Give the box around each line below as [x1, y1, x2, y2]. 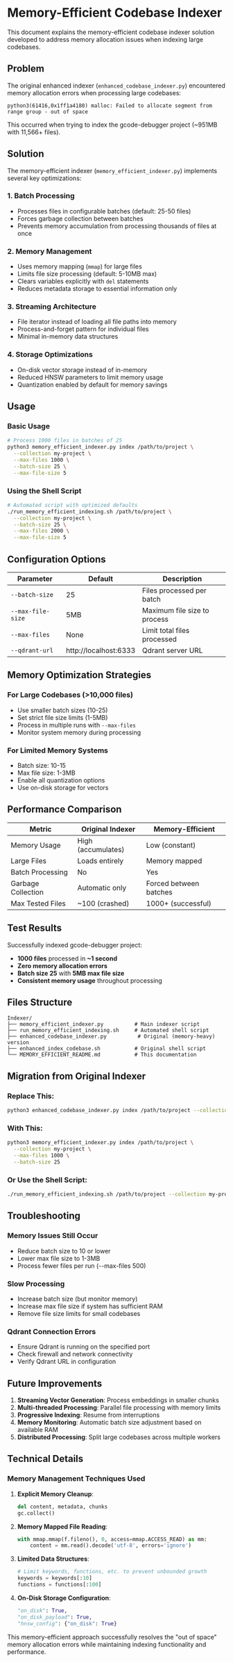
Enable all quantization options [17, 776, 105, 785]
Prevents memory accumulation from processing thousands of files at [17, 221, 217, 230]
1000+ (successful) [146, 899, 212, 908]
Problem [7, 63, 45, 74]
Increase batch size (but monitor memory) [17, 1294, 138, 1303]
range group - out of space [7, 108, 89, 115]
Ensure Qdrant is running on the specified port [17, 1342, 150, 1351]
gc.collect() [17, 1509, 55, 1517]
